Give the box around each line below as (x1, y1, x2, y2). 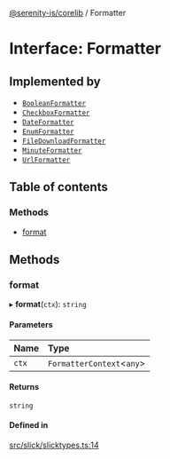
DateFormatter (21, 118, 74, 127)
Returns (9, 382, 40, 392)
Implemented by (9, 74, 101, 89)
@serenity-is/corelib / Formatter (9, 8, 127, 18)
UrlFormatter (21, 155, 71, 164)
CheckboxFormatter (21, 108, 90, 117)
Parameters (9, 319, 53, 329)
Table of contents (9, 179, 108, 194)
